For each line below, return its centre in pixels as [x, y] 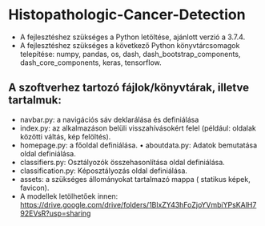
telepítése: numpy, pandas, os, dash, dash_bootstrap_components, [130, 54]
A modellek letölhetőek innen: [69, 196]
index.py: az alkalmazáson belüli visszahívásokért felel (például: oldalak [138, 128]
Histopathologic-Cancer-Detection [127, 15]
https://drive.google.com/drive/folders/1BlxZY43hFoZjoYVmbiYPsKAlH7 [138, 204]
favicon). [34, 188]
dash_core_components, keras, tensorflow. [90, 63]
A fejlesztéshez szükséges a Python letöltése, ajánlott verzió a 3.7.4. [132, 37]
